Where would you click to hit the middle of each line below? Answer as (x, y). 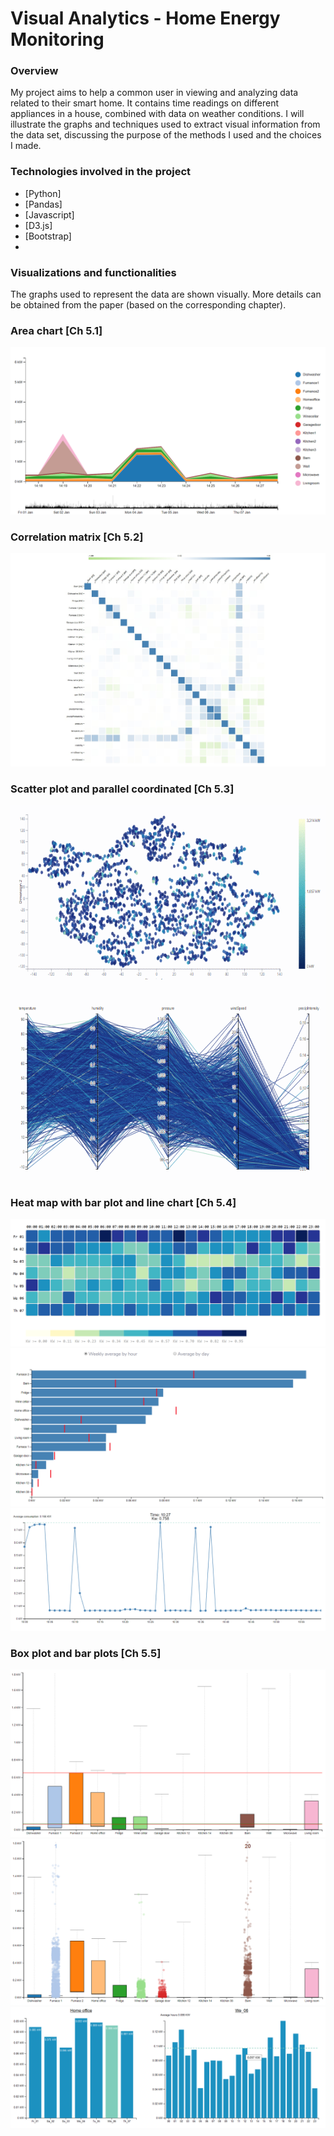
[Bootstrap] (48, 236)
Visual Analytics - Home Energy (145, 18)
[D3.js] (38, 225)
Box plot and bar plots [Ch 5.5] (86, 1653)
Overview (34, 71)
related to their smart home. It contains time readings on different (145, 103)
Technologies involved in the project (101, 172)
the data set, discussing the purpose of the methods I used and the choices (166, 135)
